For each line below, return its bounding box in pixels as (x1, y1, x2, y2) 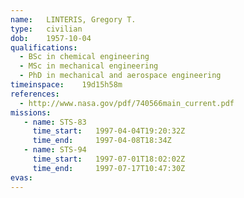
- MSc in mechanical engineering (19, 61, 159, 71)
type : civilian (10, 24, 83, 34)
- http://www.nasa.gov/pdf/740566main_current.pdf (19, 98, 235, 108)
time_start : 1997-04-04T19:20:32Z (32, 126, 186, 136)
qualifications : (10, 42, 78, 53)
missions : (10, 107, 52, 118)
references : (10, 89, 60, 99)
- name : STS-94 (23, 145, 87, 155)
